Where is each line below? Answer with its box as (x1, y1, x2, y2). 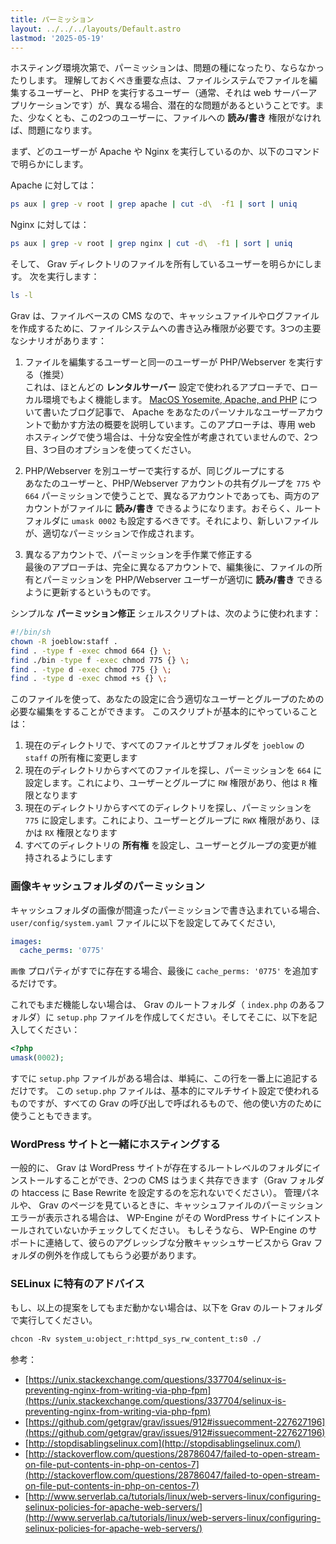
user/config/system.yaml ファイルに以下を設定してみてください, (10, 916, 276, 928)
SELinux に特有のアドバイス (10, 1277, 145, 1291)
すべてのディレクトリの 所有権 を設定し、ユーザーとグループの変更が (24, 839, 309, 851)
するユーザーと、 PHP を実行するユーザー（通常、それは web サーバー (18, 87, 309, 99)
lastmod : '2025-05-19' (10, 33, 105, 43)
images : (10, 936, 43, 946)
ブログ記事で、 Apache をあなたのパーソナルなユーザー (68, 406, 298, 418)
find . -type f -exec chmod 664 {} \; (10, 646, 172, 656)
